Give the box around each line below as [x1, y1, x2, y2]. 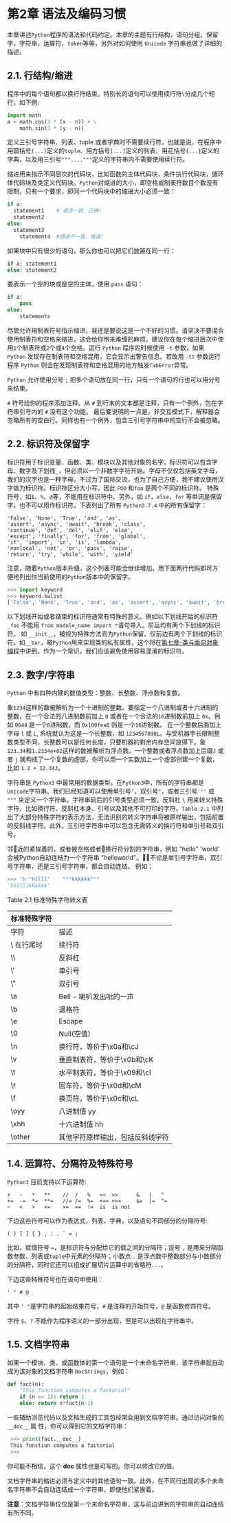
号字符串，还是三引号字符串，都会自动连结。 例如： [7, 862, 153, 870]
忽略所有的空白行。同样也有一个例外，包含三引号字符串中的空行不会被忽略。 [7, 415, 224, 424]
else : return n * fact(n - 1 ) [19, 1400, 94, 1407]
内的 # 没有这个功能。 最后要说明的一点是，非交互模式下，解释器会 [30, 407, 220, 415]
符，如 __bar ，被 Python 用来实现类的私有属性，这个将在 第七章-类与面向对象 [7, 638, 219, 647]
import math [7, 112, 41, 119]
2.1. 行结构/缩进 [7, 70, 73, 81]
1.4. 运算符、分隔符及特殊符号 [7, 1158, 133, 1170]
